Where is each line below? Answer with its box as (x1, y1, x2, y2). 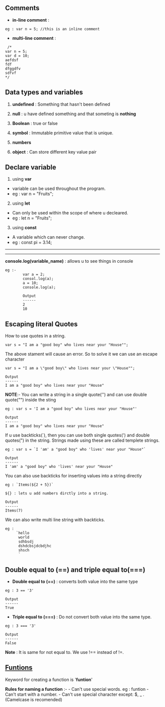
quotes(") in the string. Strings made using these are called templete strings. (5, 437, 160, 443)
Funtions (5, 664, 33, 672)
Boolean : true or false (12, 120, 58, 126)
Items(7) (5, 508, 23, 513)
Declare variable (5, 163, 56, 172)
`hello (16, 531, 29, 536)
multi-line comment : (12, 35, 56, 41)
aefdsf (5, 58, 19, 62)
